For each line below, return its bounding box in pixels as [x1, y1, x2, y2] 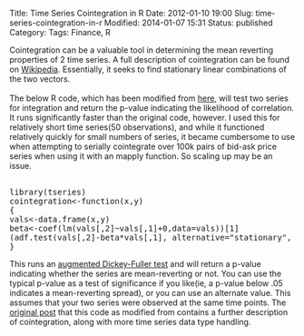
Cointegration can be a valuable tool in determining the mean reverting [9, 44, 274, 55]
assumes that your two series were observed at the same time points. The [9, 297, 287, 308]
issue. [9, 161, 32, 171]
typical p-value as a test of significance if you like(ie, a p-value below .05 [9, 278, 283, 289]
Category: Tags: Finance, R [9, 27, 112, 37]
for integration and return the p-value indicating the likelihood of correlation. [9, 103, 295, 113]
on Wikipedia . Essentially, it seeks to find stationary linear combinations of [9, 64, 288, 74]
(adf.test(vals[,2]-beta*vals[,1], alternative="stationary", [9, 232, 292, 242]
